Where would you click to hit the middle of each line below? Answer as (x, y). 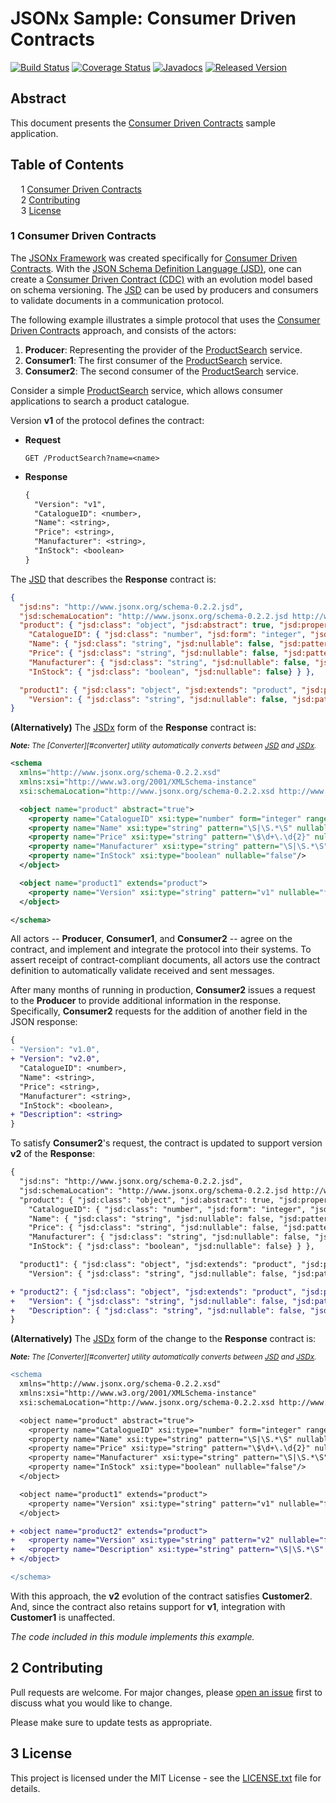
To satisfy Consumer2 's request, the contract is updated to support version (166, 1143)
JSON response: (44, 1022)
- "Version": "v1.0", (55, 1050)
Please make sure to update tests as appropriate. (111, 1722)
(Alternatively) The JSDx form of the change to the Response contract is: (163, 1339)
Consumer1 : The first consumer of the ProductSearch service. (153, 360)
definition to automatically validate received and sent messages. (142, 971)
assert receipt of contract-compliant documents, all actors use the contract (165, 960)
